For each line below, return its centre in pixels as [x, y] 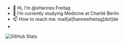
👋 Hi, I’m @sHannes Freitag [42, 8]
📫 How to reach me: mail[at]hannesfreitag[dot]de [66, 19]
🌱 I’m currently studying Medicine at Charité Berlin [66, 13]
